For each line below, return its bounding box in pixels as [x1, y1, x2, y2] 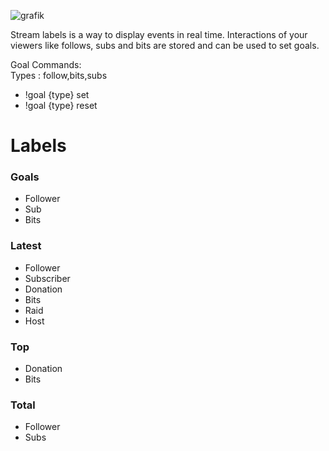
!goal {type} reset [24, 100, 98, 111]
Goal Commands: [10, 59, 82, 70]
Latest [10, 239, 42, 253]
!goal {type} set [24, 89, 90, 100]
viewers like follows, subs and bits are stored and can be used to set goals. [10, 40, 320, 51]
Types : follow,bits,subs [10, 70, 108, 81]
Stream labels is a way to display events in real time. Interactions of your [10, 29, 308, 40]
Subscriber [24, 272, 71, 284]
